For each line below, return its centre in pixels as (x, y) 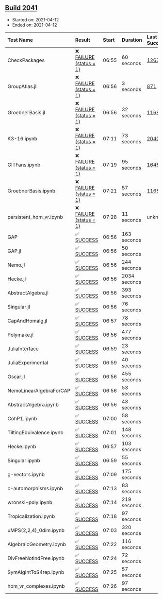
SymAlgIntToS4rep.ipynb (36, 572)
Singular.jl (19, 307)
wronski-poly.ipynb (30, 502)
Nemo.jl (16, 265)
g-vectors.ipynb (26, 474)
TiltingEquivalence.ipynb (36, 432)
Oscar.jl (16, 377)
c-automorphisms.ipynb (35, 488)
